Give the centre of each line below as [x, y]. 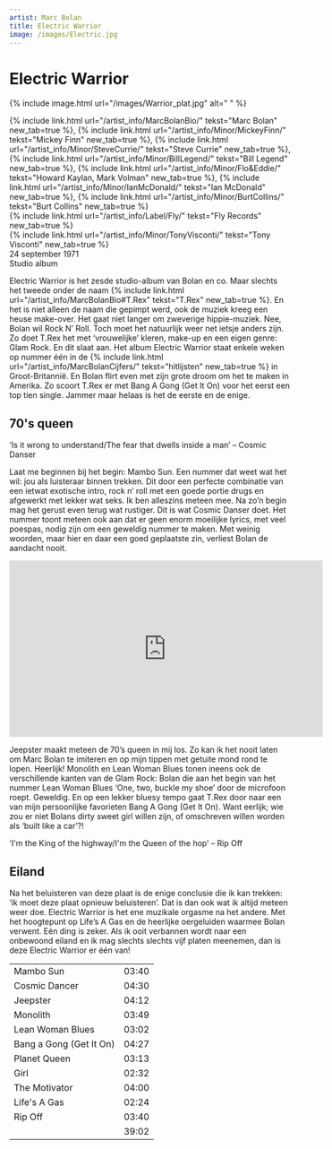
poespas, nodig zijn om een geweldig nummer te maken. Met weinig [135, 529]
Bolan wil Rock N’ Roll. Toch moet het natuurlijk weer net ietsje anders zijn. [147, 329]
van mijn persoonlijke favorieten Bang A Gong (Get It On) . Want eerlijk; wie [147, 807]
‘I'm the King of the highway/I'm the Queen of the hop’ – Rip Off [126, 843]
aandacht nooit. [38, 549]
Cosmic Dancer [46, 985]
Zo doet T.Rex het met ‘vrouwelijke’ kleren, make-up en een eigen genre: [143, 338]
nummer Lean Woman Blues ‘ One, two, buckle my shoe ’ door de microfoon [148, 788]
